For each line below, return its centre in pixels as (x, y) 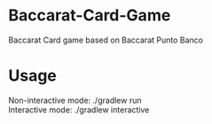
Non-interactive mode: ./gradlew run (75, 100)
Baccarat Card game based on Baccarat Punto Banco (106, 40)
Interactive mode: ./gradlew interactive (79, 109)
